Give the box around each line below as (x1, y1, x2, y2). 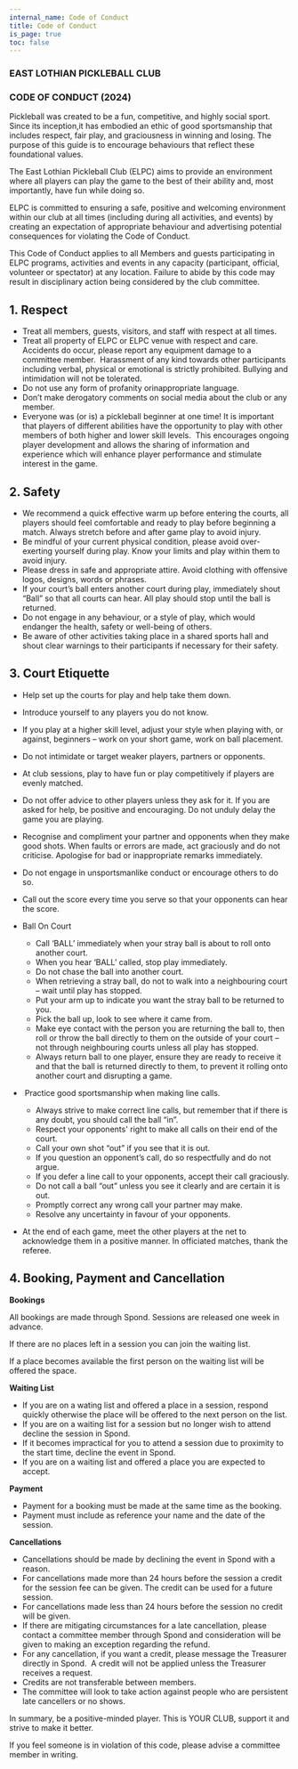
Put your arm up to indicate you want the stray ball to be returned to (35, 994, 285, 1005)
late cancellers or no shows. (21, 1695, 126, 1706)
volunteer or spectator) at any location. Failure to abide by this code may (9, 267, 276, 278)
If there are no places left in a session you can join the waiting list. (9, 1338, 251, 1349)
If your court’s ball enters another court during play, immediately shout (21, 584, 281, 595)
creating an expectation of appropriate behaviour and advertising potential (9, 222, 282, 232)
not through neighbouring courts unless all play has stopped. (35, 1042, 260, 1052)
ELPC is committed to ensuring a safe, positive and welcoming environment (9, 202, 286, 214)
